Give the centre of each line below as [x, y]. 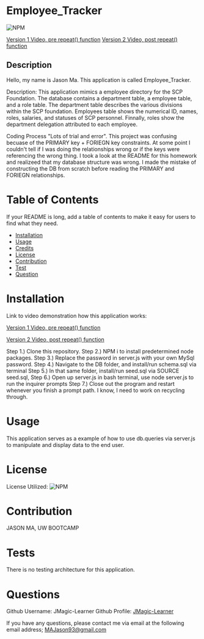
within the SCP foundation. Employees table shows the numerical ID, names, [102, 111]
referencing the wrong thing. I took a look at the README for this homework [102, 155]
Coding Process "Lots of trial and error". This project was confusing [92, 136]
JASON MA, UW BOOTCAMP [43, 528]
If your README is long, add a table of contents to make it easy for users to [101, 216]
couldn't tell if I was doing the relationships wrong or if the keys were [93, 149]
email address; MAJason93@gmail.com [56, 630]
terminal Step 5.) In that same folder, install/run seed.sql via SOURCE [93, 371]
